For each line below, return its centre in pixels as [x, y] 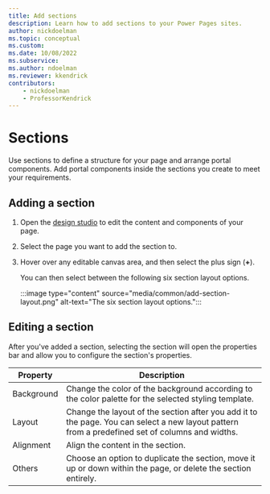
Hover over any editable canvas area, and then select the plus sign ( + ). [137, 262]
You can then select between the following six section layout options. [135, 278]
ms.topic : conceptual [45, 38]
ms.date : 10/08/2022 [43, 53]
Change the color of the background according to [159, 388]
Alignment [32, 445]
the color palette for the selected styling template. [160, 398]
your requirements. [40, 177]
